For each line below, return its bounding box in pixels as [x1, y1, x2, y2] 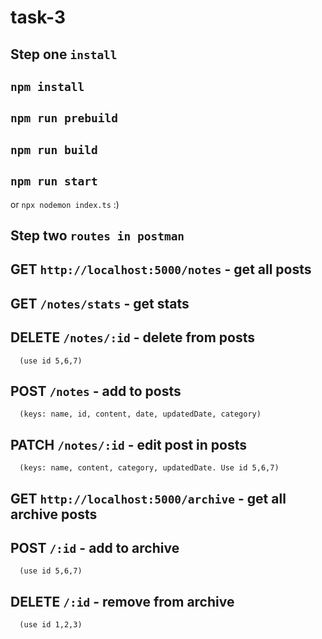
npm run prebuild [10, 111, 118, 126]
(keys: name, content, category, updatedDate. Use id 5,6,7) [19, 463, 280, 473]
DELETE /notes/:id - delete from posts [10, 329, 256, 346]
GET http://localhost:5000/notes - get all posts [10, 261, 312, 278]
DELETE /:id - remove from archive [10, 593, 235, 610]
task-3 [10, 6, 66, 29]
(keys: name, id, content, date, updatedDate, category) [19, 409, 262, 420]
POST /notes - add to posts [10, 382, 182, 400]
